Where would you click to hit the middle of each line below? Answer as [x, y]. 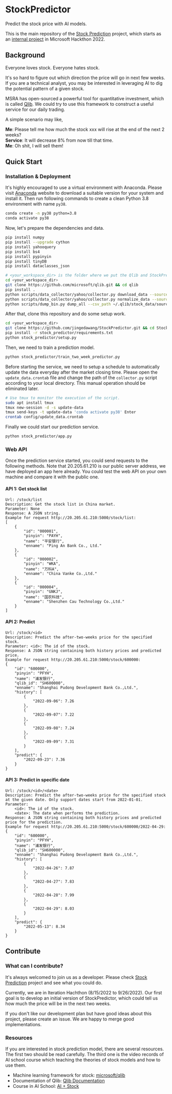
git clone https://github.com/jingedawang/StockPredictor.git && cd [80, 328]
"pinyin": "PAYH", [43, 535]
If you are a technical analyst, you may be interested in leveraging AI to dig [84, 83]
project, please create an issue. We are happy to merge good [70, 1019]
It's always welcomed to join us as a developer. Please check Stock [76, 977]
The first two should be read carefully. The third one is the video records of [84, 1054]
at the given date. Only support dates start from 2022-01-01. [74, 800]
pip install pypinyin [28, 256]
